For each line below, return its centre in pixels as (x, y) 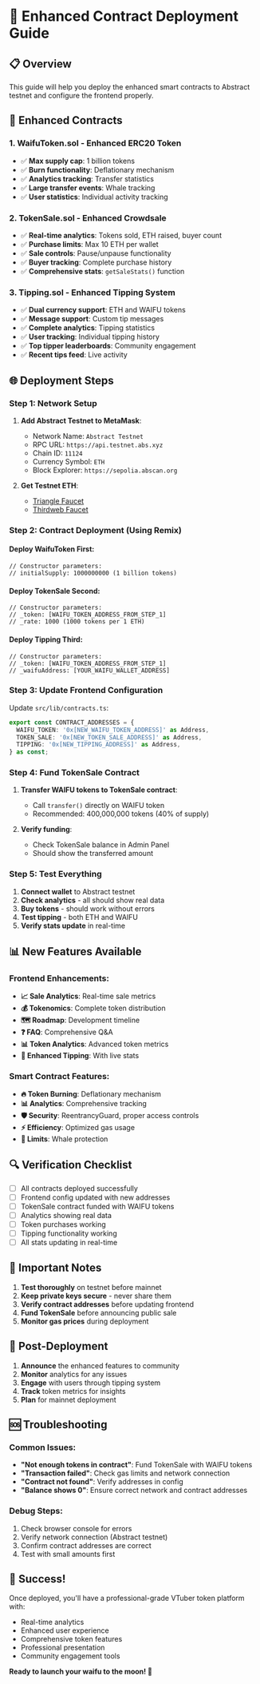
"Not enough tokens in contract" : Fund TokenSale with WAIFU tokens (136, 1465)
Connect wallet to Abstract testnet (78, 891)
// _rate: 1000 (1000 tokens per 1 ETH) (77, 622)
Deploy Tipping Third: (46, 639)
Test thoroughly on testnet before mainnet (91, 1287)
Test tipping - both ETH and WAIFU (79, 917)
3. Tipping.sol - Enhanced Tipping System (93, 293)
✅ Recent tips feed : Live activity (74, 355)
